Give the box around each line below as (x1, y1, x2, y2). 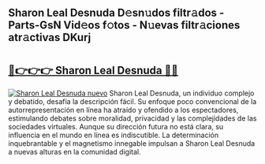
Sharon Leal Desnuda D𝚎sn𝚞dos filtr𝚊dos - (8, 6, 225, 20)
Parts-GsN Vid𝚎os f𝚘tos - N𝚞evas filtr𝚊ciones (8, 19, 241, 32)
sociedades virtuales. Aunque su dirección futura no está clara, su (8, 122, 224, 131)
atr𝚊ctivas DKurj (8, 31, 91, 44)
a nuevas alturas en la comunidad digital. (8, 147, 141, 156)
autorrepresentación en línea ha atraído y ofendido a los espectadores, (8, 106, 239, 114)
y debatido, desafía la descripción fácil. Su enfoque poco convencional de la (8, 97, 257, 106)
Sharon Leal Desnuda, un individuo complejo (109, 88, 255, 98)
